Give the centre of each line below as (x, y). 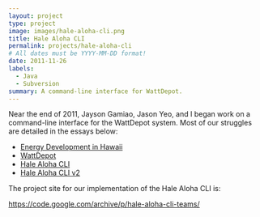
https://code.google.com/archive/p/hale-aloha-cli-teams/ (104, 204)
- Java (27, 76)
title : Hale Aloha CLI (47, 38)
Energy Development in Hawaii (71, 147)
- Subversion (38, 83)
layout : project (36, 16)
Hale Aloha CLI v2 (50, 173)
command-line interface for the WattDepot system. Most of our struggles (130, 123)
